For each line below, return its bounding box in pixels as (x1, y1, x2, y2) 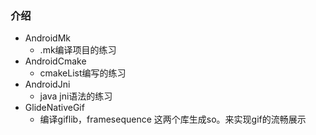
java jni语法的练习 (39, 90, 113, 102)
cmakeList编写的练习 (39, 67, 127, 79)
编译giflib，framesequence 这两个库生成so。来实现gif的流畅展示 (39, 113, 307, 126)
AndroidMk (24, 32, 72, 44)
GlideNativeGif (24, 102, 85, 114)
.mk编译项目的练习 (39, 44, 117, 56)
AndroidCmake (24, 55, 87, 67)
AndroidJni (24, 78, 71, 91)
